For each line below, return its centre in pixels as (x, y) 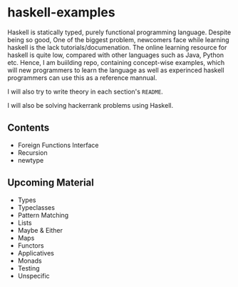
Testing (29, 268)
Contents (29, 128)
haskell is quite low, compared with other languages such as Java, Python (116, 55)
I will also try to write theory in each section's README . (86, 91)
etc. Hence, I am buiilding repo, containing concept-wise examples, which (116, 62)
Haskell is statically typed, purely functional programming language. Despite (119, 32)
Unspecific (33, 276)
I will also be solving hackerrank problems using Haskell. (90, 105)
